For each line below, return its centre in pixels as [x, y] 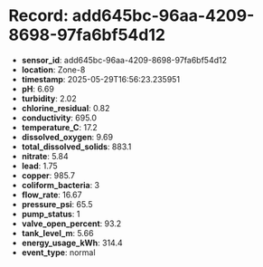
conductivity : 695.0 [59, 118]
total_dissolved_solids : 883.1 [76, 147]
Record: [39, 16]
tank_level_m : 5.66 [57, 233]
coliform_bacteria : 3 [61, 185]
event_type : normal [58, 252]
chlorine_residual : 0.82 [66, 108]
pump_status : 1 [51, 214]
